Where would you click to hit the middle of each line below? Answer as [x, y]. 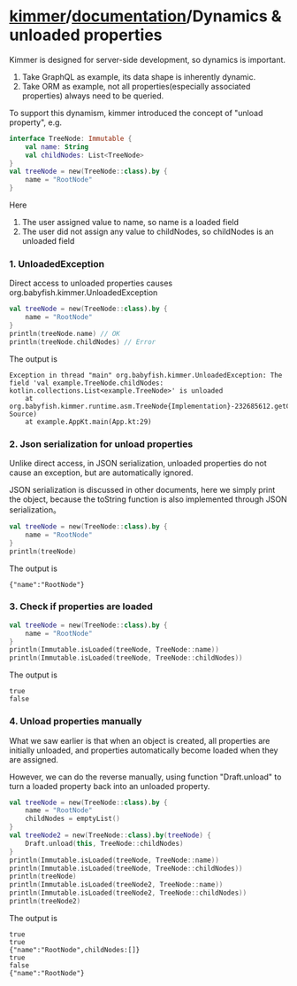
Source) [23, 414]
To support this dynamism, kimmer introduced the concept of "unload [136, 113]
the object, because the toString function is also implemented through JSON [148, 499]
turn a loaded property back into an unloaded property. [110, 786]
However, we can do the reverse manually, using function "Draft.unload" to [145, 777]
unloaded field [48, 241]
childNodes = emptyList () [73, 819]
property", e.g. [36, 122]
